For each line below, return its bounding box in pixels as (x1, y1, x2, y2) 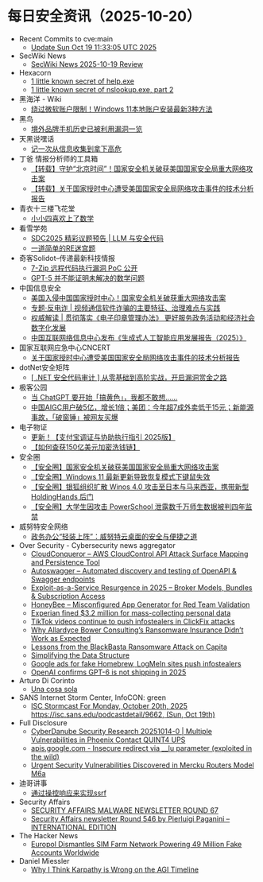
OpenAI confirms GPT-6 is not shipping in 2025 (30, 667, 187, 677)
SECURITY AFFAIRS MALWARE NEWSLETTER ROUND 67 (30, 805, 219, 815)
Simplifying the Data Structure (30, 650, 130, 660)
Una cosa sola (30, 684, 78, 694)
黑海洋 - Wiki (18, 94, 62, 103)
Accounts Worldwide (30, 848, 100, 857)
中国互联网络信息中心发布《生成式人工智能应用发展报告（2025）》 (30, 332, 247, 342)
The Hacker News (18, 830, 79, 840)
